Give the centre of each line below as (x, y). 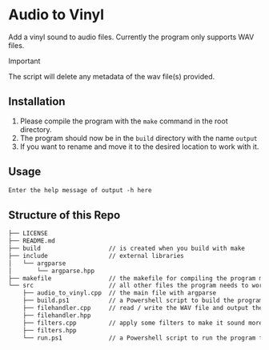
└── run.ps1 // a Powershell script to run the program (139, 338)
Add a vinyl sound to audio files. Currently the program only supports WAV (131, 37)
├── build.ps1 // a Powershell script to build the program (143, 301)
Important (24, 61)
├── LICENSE (28, 234)
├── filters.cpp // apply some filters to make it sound (134, 323)
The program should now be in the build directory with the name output (139, 138)
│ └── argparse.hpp (51, 271)
